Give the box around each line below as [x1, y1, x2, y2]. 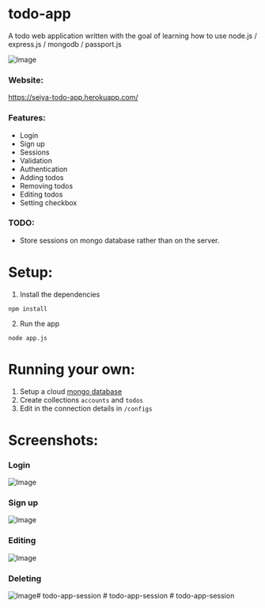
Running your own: [8, 360, 136, 378]
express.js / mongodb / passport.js [8, 39, 122, 48]
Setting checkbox [19, 197, 78, 207]
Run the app [19, 319, 60, 328]
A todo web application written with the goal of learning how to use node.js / [8, 31, 257, 40]
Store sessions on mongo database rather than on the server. [19, 235, 220, 245]
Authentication [19, 164, 68, 174]
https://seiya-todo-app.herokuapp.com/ [8, 93, 138, 102]
